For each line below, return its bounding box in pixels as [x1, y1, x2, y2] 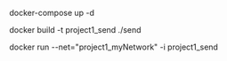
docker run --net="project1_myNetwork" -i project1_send [9, 42, 218, 52]
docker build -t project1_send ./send [9, 25, 142, 34]
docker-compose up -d [9, 8, 95, 18]
